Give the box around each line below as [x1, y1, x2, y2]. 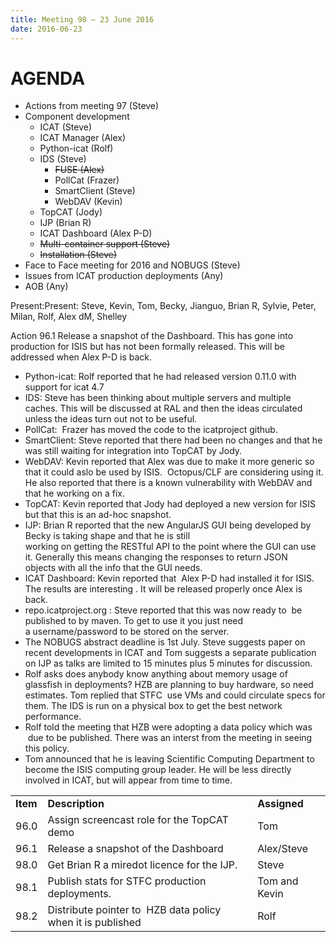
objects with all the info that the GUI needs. [24, 562, 203, 574]
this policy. [24, 742, 70, 755]
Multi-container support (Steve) [39, 238, 171, 250]
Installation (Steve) [39, 249, 118, 261]
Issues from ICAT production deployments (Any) [24, 270, 224, 282]
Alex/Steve [257, 842, 308, 856]
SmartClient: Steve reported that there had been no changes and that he [24, 434, 323, 446]
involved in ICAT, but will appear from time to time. [24, 774, 233, 786]
